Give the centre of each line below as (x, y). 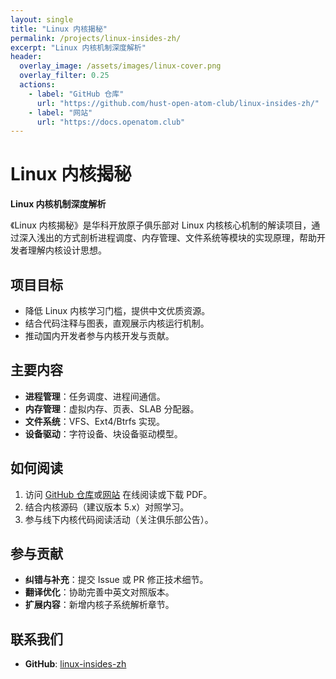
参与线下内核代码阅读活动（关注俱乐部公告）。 (119, 519)
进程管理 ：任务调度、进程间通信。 (95, 396)
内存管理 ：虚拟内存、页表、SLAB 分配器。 (112, 408)
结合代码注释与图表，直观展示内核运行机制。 (117, 323)
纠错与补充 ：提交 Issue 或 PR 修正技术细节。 (116, 580)
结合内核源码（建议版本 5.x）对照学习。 (107, 507)
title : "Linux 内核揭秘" (59, 29)
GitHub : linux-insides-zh (75, 664)
